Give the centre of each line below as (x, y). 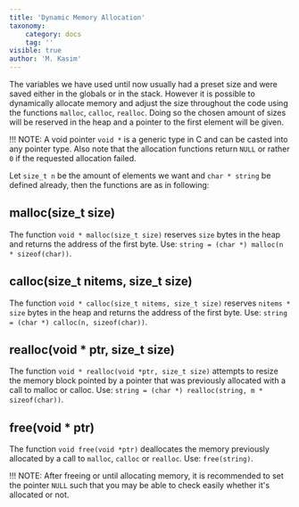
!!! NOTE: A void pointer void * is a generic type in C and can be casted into (149, 139)
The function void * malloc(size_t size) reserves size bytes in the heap (145, 234)
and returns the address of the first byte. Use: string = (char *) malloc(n (146, 244)
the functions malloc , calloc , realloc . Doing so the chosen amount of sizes (148, 113)
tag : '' (39, 42)
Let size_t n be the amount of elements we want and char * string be (140, 176)
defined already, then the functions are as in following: (109, 185)
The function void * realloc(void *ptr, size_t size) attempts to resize (144, 372)
